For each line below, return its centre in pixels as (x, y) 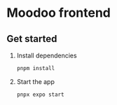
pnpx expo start (40, 94)
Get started (32, 39)
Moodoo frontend (59, 13)
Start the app (36, 81)
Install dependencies (47, 55)
